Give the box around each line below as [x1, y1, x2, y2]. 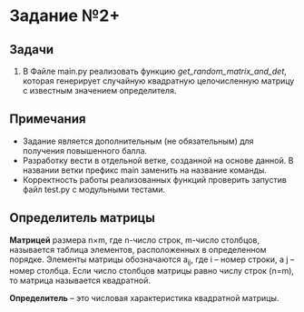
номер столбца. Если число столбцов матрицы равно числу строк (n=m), [9, 266, 295, 277]
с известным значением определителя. [22, 86, 177, 96]
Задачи [9, 42, 54, 57]
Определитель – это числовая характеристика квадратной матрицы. [9, 293, 279, 304]
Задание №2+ [9, 5, 121, 26]
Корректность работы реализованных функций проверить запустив [22, 174, 288, 185]
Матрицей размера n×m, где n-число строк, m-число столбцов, [9, 234, 260, 246]
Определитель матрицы [9, 210, 156, 226]
